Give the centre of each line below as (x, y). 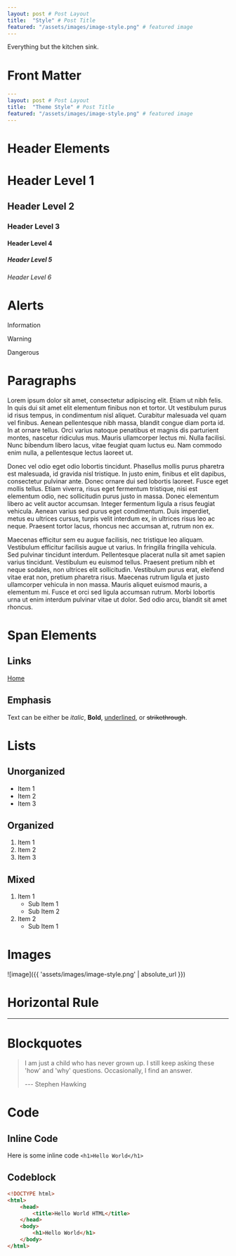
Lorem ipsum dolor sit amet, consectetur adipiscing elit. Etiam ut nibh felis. (115, 400)
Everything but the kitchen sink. (53, 47)
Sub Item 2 (44, 911)
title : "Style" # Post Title (52, 20)
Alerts (26, 306)
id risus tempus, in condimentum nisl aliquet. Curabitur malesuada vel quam (117, 415)
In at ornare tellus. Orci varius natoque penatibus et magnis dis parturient (113, 430)
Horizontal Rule (53, 1003)
